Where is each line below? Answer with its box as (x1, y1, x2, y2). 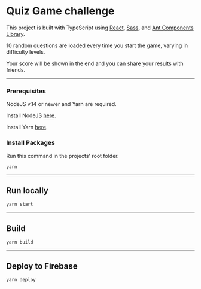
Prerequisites (6, 87, 46, 95)
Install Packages (6, 139, 55, 147)
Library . (6, 30, 25, 37)
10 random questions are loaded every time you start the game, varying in (6, 42, 188, 49)
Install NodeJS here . (6, 112, 56, 119)
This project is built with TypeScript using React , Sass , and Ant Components (6, 24, 194, 31)
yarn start (6, 202, 33, 208)
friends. (6, 66, 26, 73)
